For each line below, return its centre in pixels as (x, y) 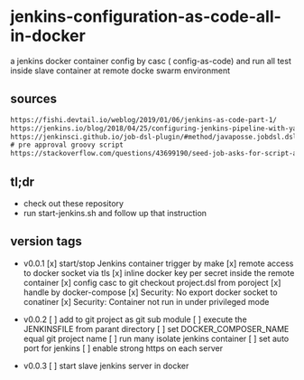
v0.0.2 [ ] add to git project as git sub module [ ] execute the (135, 319)
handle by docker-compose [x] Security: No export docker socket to (150, 292)
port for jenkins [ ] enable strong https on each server (123, 348)
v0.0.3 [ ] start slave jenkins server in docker (106, 366)
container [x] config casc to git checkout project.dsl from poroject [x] (152, 282)
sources (34, 99)
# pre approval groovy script (67, 145)
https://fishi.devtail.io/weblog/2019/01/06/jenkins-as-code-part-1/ (144, 119)
